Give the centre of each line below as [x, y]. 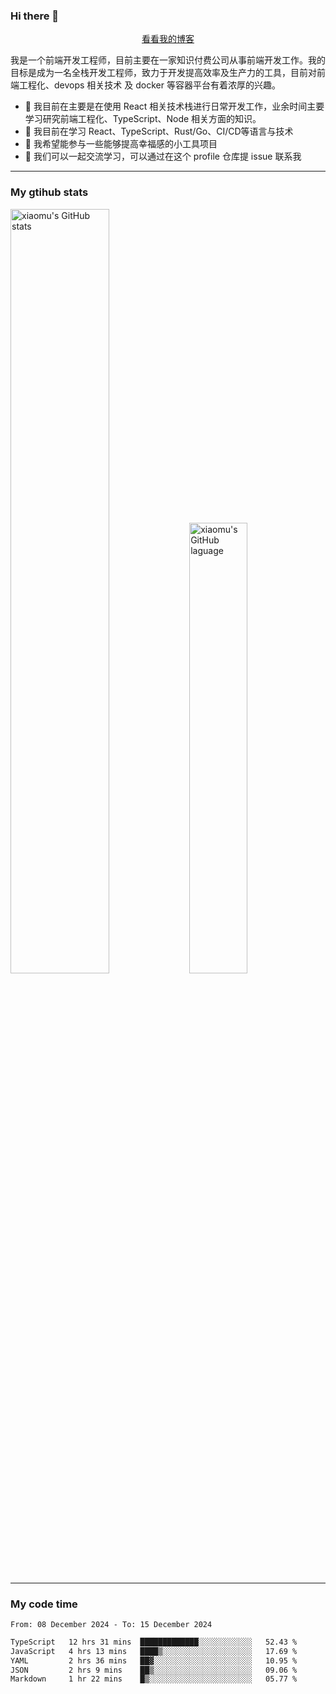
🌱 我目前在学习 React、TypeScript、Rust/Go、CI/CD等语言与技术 [159, 131]
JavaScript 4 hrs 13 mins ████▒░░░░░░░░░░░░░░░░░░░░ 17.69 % [154, 1651]
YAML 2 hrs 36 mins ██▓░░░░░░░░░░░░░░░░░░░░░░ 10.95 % [154, 1660]
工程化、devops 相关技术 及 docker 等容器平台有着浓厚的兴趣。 [149, 85]
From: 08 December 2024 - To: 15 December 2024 [111, 1624]
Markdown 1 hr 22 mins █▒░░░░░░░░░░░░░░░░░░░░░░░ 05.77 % [154, 1679]
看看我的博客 [168, 39]
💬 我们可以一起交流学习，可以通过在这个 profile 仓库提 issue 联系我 [163, 156]
